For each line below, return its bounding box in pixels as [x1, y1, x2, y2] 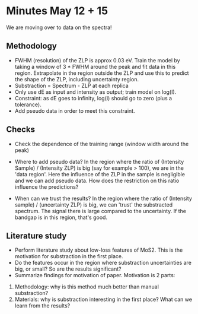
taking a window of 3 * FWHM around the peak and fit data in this [14, 63, 176, 70]
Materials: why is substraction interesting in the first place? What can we [14, 296, 193, 303]
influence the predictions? [14, 183, 79, 191]
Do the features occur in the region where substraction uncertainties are [14, 259, 191, 267]
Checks [6, 125, 36, 135]
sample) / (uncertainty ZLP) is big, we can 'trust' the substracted [14, 201, 173, 208]
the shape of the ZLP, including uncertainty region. [14, 75, 139, 83]
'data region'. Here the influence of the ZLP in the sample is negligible [14, 170, 186, 177]
